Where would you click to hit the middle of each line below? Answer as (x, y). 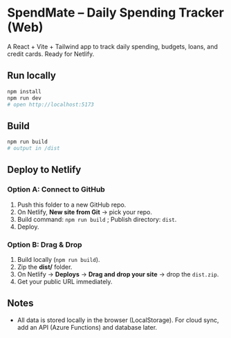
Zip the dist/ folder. (45, 267)
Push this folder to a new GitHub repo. (72, 205)
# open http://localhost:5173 (51, 104)
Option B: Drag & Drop (45, 245)
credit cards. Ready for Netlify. (51, 54)
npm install (24, 91)
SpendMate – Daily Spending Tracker (116, 13)
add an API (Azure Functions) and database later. (87, 327)
